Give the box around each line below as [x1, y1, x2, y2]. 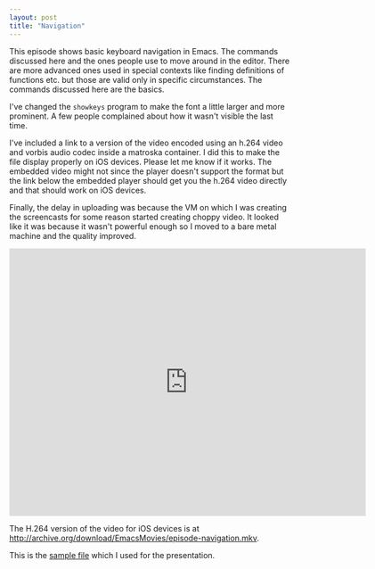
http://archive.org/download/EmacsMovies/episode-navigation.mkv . [9, 532, 260, 543]
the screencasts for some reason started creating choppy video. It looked [9, 211, 279, 222]
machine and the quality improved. [9, 230, 136, 241]
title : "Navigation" [9, 21, 86, 30]
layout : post [9, 12, 58, 22]
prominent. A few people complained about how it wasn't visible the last [9, 111, 273, 121]
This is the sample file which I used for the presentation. [9, 549, 216, 560]
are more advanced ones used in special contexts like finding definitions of [9, 64, 285, 76]
